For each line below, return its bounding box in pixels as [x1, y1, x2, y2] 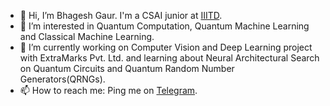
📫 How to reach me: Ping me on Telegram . [19, 85, 198, 96]
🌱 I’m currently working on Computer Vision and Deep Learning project [19, 41, 313, 53]
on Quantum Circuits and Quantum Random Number [19, 63, 235, 74]
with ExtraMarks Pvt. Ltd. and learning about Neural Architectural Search [19, 52, 320, 64]
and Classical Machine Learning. [19, 31, 155, 42]
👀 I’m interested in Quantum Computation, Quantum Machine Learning [19, 20, 310, 32]
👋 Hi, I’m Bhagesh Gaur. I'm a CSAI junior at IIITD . [19, 10, 223, 21]
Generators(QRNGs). [19, 73, 106, 85]
